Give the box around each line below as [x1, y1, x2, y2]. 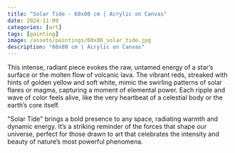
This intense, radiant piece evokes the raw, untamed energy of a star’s [7, 63, 214, 71]
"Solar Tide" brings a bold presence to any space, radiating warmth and [7, 115, 219, 123]
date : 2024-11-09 [7, 17, 59, 24]
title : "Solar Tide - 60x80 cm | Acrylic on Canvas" [7, 10, 167, 18]
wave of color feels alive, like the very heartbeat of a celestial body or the [7, 93, 223, 102]
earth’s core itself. [7, 101, 60, 109]
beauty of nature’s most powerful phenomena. [7, 137, 144, 146]
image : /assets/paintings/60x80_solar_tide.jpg [7, 37, 152, 44]
